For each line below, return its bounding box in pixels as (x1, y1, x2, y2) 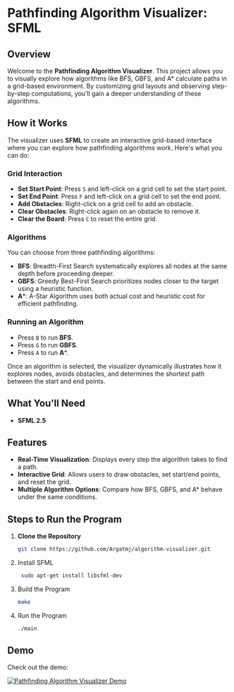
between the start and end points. (7, 376, 106, 386)
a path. (17, 463, 39, 471)
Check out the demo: (7, 663, 68, 672)
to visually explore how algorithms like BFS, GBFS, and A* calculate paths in (7, 74, 227, 83)
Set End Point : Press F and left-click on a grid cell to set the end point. (17, 192, 222, 201)
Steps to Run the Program (7, 513, 122, 525)
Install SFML (17, 559, 54, 567)
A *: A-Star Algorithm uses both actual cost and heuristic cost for (17, 292, 206, 301)
